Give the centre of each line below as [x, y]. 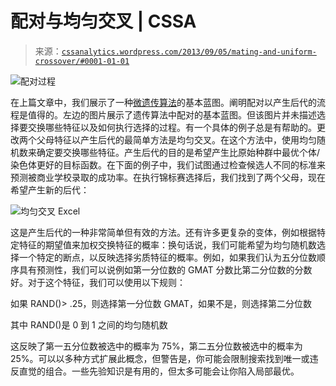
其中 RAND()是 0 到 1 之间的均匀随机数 [89, 324]
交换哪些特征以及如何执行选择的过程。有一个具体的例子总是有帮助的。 [172, 127]
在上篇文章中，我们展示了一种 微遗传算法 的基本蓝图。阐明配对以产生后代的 [163, 102]
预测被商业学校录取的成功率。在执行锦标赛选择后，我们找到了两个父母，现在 [168, 177]
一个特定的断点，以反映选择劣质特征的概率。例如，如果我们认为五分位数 [167, 257]
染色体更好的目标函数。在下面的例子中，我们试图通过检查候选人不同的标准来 [168, 164]
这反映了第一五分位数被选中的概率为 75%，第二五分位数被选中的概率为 [156, 346]
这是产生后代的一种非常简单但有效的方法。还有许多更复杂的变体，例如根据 [163, 232]
